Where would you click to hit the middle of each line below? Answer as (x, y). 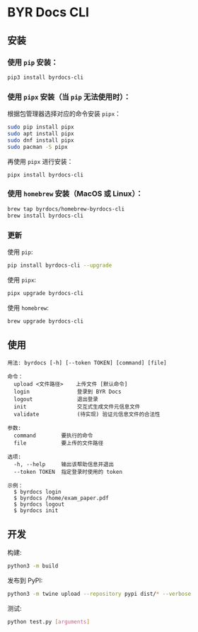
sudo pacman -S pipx (38, 147)
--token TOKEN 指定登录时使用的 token (68, 472)
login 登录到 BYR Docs (68, 392)
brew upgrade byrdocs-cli (45, 321)
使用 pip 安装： (33, 62)
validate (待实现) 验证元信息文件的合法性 (87, 415)
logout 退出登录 (56, 399)
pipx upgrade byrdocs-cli (45, 293)
